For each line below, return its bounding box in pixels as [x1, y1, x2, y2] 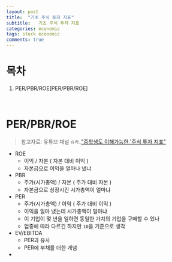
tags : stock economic [6, 31, 61, 37]
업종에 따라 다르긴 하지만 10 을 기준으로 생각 [23, 222, 126, 230]
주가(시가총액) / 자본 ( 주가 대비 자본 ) [23, 178, 112, 186]
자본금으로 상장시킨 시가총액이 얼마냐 [23, 186, 111, 193]
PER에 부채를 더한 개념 [23, 244, 77, 251]
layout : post [6, 8, 39, 15]
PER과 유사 [23, 236, 50, 243]
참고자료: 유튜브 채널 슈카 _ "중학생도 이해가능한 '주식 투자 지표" [20, 138, 167, 145]
